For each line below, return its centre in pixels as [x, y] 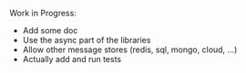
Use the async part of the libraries [87, 40]
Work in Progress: [43, 13]
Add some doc [50, 30]
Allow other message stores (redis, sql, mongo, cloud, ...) [130, 50]
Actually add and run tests [72, 59]
